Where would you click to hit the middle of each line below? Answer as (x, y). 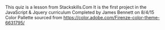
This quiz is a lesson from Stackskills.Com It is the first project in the (76, 7)
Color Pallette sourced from (34, 17)
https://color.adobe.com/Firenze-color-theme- (112, 17)
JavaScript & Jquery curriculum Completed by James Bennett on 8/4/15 (80, 12)
